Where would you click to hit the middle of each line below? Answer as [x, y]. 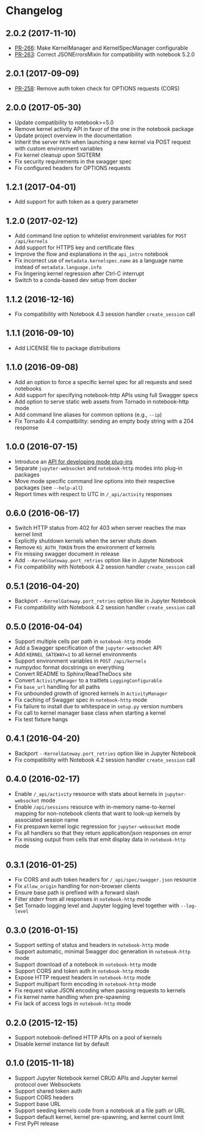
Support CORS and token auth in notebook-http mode [82, 971]
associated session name [46, 820]
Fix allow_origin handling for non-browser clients [78, 886]
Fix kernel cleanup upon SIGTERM [57, 155]
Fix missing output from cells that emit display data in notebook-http [100, 839]
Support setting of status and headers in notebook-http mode [92, 945]
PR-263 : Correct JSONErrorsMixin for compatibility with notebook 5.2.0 [104, 54]
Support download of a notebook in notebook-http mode [86, 965]
